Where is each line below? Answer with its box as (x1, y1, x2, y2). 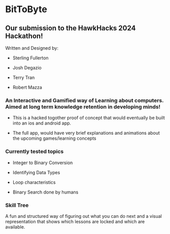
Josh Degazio (12, 65, 42, 70)
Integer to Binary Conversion (12, 160, 73, 166)
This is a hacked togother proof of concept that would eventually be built (12, 115, 165, 121)
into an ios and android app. (12, 120, 72, 126)
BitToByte (5, 4, 47, 15)
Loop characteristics (12, 179, 56, 185)
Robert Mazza (12, 85, 42, 90)
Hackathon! (5, 31, 43, 40)
